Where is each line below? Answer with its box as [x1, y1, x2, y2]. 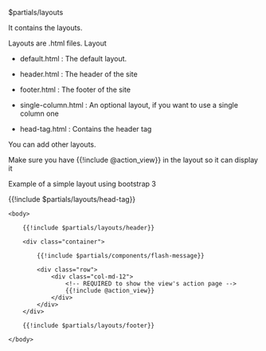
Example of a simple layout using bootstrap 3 [8, 179, 157, 188]
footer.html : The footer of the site [19, 85, 131, 94]
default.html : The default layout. [19, 54, 127, 63]
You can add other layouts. [8, 140, 96, 149]
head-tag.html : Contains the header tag [19, 124, 152, 133]
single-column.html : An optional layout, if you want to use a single [19, 101, 239, 109]
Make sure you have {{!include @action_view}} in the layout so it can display [8, 156, 259, 164]
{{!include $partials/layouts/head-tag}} [8, 195, 136, 203]
